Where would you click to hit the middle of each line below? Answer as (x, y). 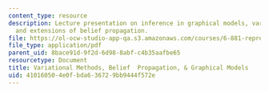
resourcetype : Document (48, 61)
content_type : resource (48, 16)
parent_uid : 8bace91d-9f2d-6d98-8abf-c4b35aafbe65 (94, 53)
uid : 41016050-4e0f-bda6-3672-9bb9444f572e (82, 75)
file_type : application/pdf (55, 46)
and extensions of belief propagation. (82, 30)
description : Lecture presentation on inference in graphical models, (128, 23)
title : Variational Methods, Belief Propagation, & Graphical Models (128, 68)
